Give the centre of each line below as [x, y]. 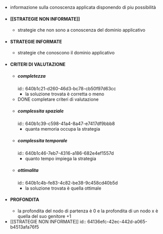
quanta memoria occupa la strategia [63, 129]
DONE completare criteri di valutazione [58, 99]
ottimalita [28, 170]
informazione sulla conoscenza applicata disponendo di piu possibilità [83, 7]
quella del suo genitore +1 [44, 216]
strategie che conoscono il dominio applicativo [66, 53]
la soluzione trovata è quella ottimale [63, 188]
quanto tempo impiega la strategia [61, 158]
